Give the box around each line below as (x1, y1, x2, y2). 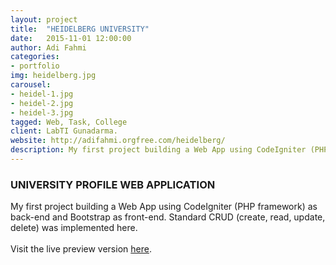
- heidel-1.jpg (10, 89, 74, 99)
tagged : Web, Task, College (10, 117, 128, 127)
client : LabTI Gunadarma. (10, 126, 118, 136)
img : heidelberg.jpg (10, 71, 97, 81)
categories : (10, 52, 60, 62)
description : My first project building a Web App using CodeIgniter (10, 145, 307, 155)
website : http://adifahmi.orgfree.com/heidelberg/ (10, 136, 226, 146)
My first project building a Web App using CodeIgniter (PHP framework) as (10, 201, 318, 213)
